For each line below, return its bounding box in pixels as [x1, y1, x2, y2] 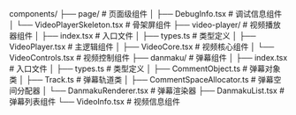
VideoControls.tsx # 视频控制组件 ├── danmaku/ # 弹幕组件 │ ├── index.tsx [9, 53, 288, 62]
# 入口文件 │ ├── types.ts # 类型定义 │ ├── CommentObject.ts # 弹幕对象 [9, 63, 281, 74]
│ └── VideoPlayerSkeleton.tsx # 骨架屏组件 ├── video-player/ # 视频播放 [9, 19, 281, 30]
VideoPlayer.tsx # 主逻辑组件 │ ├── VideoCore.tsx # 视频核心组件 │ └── [9, 41, 275, 52]
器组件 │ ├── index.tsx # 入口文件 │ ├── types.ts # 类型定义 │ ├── [9, 31, 256, 40]
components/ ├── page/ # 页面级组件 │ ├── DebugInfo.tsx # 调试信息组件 [9, 9, 283, 18]
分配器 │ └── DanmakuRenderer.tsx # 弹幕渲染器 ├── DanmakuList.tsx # [16, 85, 285, 96]
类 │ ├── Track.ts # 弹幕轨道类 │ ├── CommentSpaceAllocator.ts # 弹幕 [9, 75, 274, 84]
